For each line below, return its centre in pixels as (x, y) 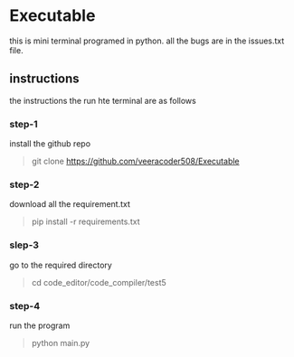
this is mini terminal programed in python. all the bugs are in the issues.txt (147, 41)
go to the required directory (61, 265)
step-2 (24, 184)
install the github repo (50, 144)
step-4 (25, 305)
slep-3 (24, 245)
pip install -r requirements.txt (85, 221)
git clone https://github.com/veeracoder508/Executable (135, 161)
